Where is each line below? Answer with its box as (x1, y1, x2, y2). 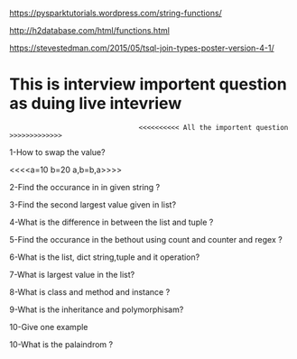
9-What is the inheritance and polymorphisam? (9, 304, 184, 315)
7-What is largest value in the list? (9, 269, 135, 280)
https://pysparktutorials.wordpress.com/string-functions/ (9, 8, 223, 18)
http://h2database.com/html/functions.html (9, 25, 170, 35)
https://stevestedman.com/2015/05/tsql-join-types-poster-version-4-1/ (9, 42, 274, 53)
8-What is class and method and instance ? (9, 286, 171, 297)
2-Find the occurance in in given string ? (9, 181, 161, 192)
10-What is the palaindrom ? (9, 338, 114, 350)
